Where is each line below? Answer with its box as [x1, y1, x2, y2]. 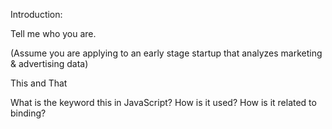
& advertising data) [10, 58, 89, 69]
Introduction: [10, 9, 63, 20]
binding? [10, 107, 47, 119]
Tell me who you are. [10, 28, 97, 39]
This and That [10, 77, 68, 89]
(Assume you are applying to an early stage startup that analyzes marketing [10, 47, 323, 59]
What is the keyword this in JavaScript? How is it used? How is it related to [10, 97, 317, 108]
